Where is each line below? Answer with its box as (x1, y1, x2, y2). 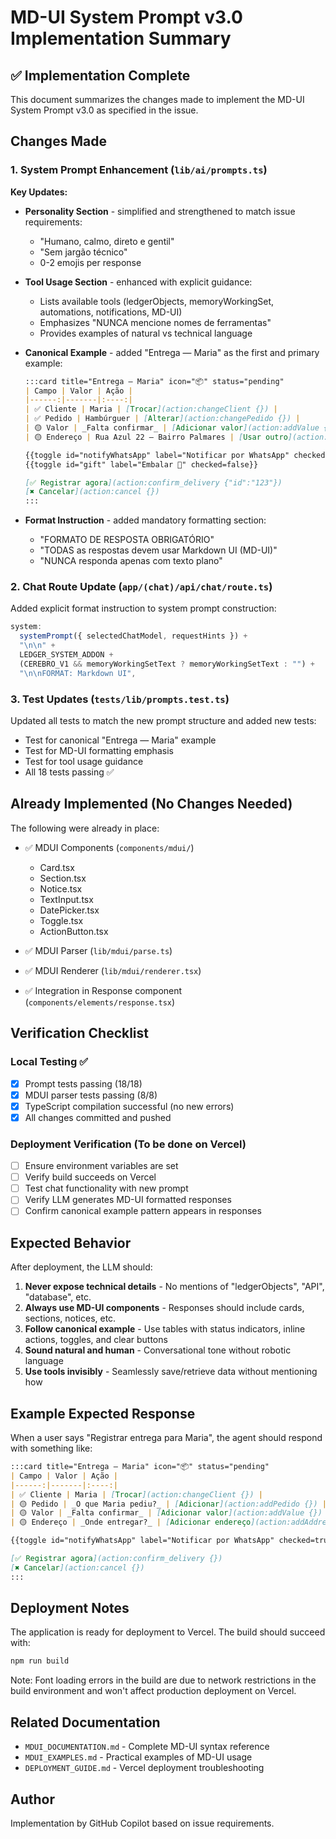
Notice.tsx (39, 882, 83, 895)
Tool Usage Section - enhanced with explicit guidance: (24, 276, 253, 288)
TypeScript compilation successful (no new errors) (24, 1100, 235, 1112)
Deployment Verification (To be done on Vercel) (10, 1137, 247, 1151)
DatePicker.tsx (39, 904, 100, 916)
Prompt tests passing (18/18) (24, 1077, 143, 1090)
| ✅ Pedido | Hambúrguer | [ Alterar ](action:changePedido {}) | (24, 414, 301, 424)
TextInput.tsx (39, 893, 94, 905)
